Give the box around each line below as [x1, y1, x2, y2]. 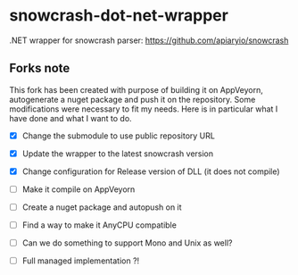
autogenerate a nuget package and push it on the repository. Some [9, 94, 256, 104]
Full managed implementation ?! [21, 255, 140, 266]
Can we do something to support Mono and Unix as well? [21, 237, 233, 248]
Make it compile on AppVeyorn [21, 184, 136, 195]
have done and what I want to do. [9, 112, 132, 123]
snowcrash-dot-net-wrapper [9, 5, 229, 26]
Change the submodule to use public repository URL [21, 130, 216, 141]
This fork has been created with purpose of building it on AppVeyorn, [9, 84, 263, 95]
